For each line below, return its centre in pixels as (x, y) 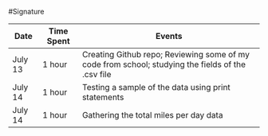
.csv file (97, 74)
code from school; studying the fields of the (164, 64)
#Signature (27, 12)
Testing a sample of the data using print (157, 87)
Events (169, 36)
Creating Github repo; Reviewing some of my (166, 54)
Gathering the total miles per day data (153, 115)
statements (103, 97)
